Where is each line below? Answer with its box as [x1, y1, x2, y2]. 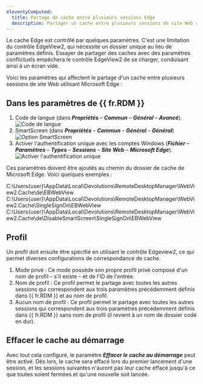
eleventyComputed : [6, 8, 53, 15]
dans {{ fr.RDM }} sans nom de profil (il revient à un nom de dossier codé [14, 311, 197, 318]
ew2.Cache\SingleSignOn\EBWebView [6, 202, 101, 209]
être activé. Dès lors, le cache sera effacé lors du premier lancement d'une [6, 357, 192, 365]
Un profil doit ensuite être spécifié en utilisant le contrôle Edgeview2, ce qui [6, 249, 195, 255]
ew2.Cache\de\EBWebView [6, 189, 74, 197]
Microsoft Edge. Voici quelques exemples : [6, 171, 113, 178]
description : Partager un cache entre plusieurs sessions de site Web [11, 20, 193, 26]
